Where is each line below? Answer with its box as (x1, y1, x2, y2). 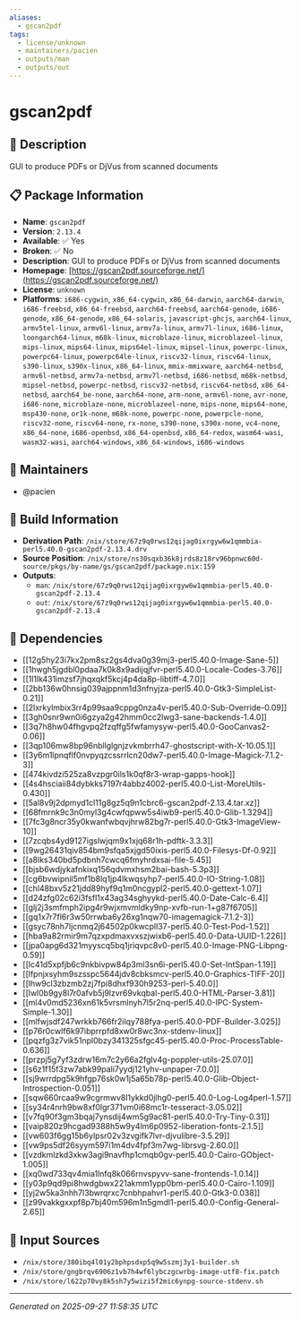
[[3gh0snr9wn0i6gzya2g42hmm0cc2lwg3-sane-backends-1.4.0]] (21, 712, 267, 723)
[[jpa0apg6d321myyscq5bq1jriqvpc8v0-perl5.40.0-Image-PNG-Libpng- (21, 940, 288, 951)
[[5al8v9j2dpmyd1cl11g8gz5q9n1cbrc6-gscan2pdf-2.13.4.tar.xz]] (21, 798, 261, 809)
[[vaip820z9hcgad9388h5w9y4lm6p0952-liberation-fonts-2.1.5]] (21, 1121, 264, 1132)
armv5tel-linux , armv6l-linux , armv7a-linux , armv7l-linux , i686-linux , (21, 321, 284, 332)
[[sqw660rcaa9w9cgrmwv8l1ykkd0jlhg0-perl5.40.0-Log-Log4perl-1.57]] (21, 1092, 292, 1103)
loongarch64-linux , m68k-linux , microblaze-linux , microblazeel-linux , (21, 331, 284, 342)
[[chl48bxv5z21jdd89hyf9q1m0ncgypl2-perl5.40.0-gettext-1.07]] (21, 883, 262, 894)
